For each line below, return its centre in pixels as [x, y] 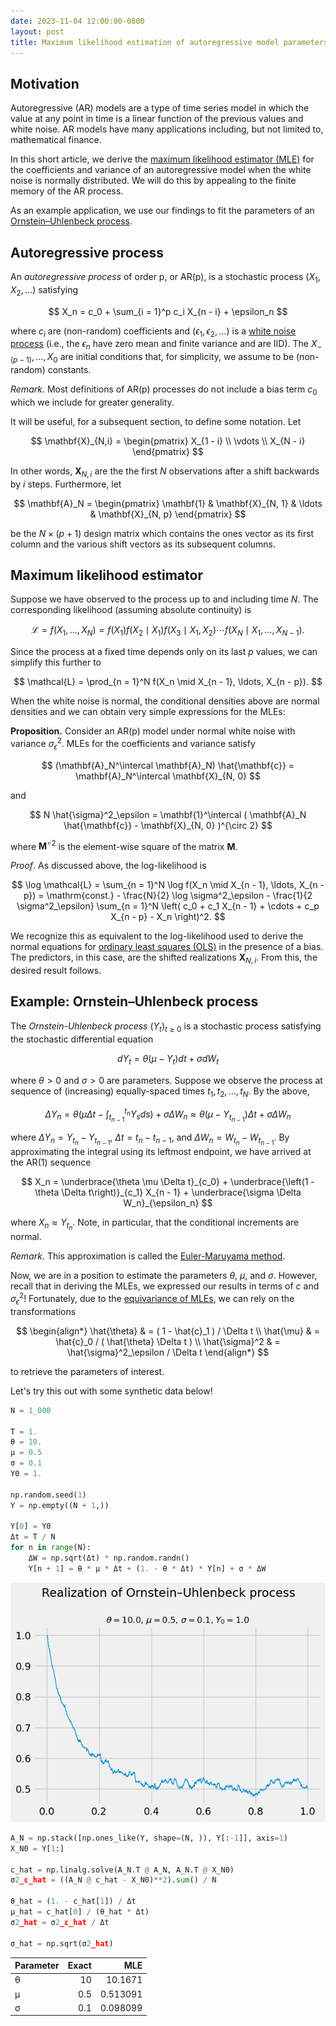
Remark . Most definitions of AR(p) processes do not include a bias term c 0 [164, 390]
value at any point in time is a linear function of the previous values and [157, 119]
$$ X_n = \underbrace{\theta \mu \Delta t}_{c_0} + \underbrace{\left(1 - [168, 1182]
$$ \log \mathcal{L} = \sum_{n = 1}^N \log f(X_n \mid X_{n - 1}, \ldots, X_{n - [168, 885]
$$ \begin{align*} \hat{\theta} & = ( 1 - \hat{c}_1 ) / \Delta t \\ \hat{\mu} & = [168, 1331]
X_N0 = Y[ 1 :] [37, 1848]
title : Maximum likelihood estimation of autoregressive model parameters [169, 42]
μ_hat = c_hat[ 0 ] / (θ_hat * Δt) [80, 1912]
